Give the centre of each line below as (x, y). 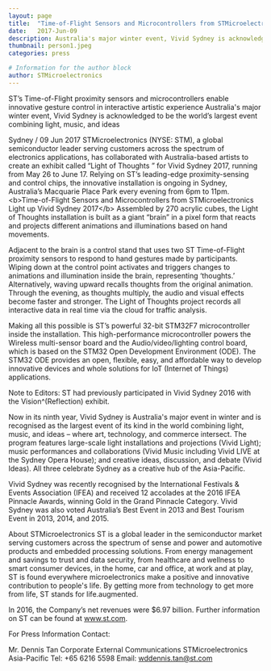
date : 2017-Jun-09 (43, 31)
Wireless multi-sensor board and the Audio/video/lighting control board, (128, 342)
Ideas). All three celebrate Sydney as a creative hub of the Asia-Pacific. (127, 468)
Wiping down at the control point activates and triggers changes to (119, 266)
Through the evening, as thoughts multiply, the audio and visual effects (126, 292)
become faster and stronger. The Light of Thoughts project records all (125, 301)
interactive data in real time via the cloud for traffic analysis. (108, 310)
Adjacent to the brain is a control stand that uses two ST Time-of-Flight (127, 250)
